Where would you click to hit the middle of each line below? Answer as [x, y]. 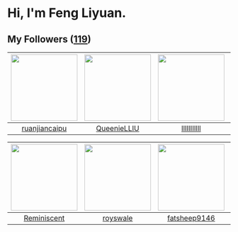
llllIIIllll [191, 128]
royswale [118, 218]
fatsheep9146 [191, 218]
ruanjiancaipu [44, 128]
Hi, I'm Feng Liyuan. [67, 13]
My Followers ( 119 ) [49, 39]
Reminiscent [44, 218]
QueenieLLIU [118, 128]
